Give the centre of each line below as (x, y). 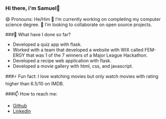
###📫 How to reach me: (32, 94)
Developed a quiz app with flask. (47, 44)
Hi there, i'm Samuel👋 (33, 8)
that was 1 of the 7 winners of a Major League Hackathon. (87, 55)
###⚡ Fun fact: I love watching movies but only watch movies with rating (82, 77)
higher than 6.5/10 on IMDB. (35, 84)
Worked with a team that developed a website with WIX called (78, 50)
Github (20, 106)
